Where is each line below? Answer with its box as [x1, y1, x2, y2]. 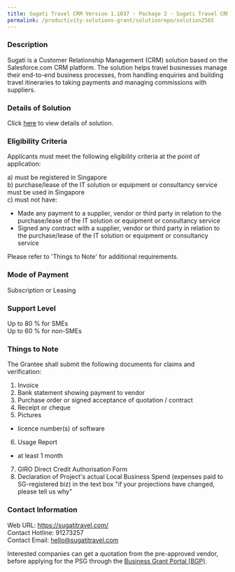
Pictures [17, 411, 42, 419]
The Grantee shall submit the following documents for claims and [7, 360, 195, 368]
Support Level [7, 303, 56, 313]
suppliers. [7, 85, 36, 94]
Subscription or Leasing [7, 286, 76, 294]
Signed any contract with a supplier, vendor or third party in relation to [17, 224, 220, 232]
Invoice [17, 381, 39, 389]
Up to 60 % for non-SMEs [7, 326, 83, 335]
